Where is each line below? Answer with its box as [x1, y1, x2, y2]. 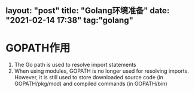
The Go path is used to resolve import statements [14, 61, 136, 69]
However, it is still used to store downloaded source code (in [14, 74, 164, 81]
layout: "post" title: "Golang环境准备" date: [5, 5, 170, 16]
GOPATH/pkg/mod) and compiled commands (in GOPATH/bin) [14, 80, 167, 88]
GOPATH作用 [5, 41, 71, 55]
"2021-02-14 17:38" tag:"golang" [5, 15, 134, 26]
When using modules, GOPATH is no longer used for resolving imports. [14, 67, 189, 75]
